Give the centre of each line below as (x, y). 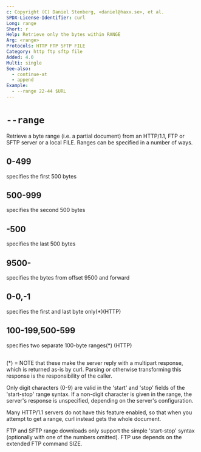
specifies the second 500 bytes (46, 210)
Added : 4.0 (20, 57)
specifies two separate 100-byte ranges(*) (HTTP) (69, 345)
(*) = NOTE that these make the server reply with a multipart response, (95, 363)
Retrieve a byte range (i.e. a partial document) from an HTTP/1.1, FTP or (96, 136)
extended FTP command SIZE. (44, 444)
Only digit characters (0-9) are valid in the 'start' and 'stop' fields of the (96, 388)
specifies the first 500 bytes (42, 176)
